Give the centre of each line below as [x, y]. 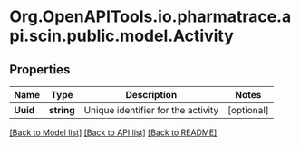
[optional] [248, 110]
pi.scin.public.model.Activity [121, 36]
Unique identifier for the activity [151, 110]
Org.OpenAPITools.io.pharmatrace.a [150, 17]
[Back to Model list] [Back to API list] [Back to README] [113, 132]
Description [151, 95]
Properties [40, 69]
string [62, 110]
